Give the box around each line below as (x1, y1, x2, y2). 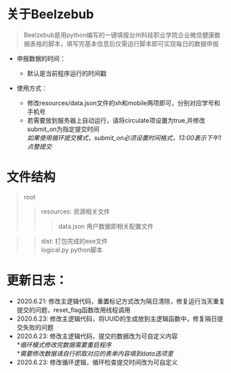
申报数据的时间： (16, 54, 66, 63)
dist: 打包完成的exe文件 (40, 236, 109, 245)
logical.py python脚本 (40, 245, 103, 254)
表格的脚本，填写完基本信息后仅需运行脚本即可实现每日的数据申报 (29, 39, 219, 47)
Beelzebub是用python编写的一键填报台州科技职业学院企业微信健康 (23, 31, 215, 39)
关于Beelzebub (6, 6, 95, 22)
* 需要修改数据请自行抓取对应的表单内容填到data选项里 (16, 349, 174, 358)
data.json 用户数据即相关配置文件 (58, 222, 154, 230)
